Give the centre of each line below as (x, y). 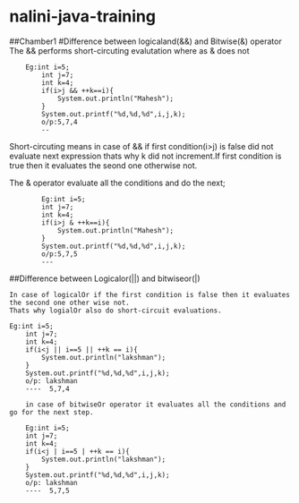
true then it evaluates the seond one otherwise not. (103, 165)
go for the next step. (51, 412)
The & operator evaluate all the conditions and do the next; (117, 183)
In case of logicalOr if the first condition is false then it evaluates (150, 294)
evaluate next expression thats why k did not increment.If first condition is (145, 156)
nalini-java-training (83, 17)
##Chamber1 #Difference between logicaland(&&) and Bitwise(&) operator (145, 41)
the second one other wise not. (69, 303)
